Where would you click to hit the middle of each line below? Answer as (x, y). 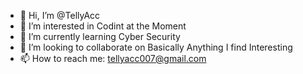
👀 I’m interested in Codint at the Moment (103, 26)
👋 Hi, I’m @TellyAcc (60, 15)
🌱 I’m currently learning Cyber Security (100, 36)
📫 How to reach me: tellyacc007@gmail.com (113, 58)
